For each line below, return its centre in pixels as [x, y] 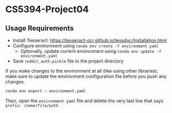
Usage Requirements [40, 28]
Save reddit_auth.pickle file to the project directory [68, 61]
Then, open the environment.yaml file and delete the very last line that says [84, 101]
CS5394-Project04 [47, 9]
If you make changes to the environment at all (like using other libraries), [82, 71]
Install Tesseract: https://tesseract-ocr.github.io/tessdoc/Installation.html [90, 40]
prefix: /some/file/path [32, 105]
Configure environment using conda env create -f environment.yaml [86, 46]
